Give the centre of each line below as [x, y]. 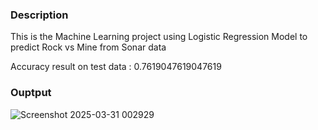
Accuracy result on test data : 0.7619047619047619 [116, 67]
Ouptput [31, 93]
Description [39, 15]
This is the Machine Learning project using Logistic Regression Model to [159, 37]
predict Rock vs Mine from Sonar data [88, 47]
